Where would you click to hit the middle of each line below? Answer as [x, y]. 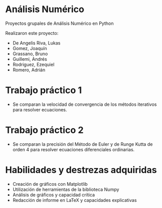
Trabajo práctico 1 [44, 90]
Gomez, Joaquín [30, 48]
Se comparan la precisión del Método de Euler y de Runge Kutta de [83, 144]
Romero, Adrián [29, 70]
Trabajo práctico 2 [45, 130]
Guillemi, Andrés [30, 59]
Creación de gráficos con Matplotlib [50, 184]
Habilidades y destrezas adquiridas [81, 170]
